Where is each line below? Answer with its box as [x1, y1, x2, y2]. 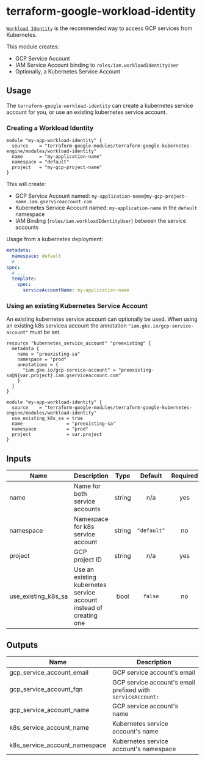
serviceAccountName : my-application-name [22, 287, 130, 293]
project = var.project [12, 432, 103, 438]
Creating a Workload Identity [6, 124, 94, 132]
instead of [74, 604, 103, 612]
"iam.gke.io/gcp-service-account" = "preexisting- [22, 367, 154, 373]
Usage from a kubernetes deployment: [6, 236, 104, 243]
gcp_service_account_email [9, 668, 89, 677]
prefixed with [112, 686, 151, 694]
